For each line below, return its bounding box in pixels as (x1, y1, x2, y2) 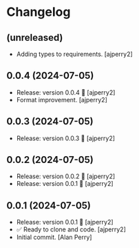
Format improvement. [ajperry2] (16, 95, 108, 104)
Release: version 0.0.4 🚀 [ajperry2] (16, 88, 116, 97)
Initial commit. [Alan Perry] (16, 233, 92, 242)
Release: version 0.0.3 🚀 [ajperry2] (16, 134, 115, 142)
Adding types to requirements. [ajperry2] (16, 50, 133, 58)
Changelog (6, 4, 71, 20)
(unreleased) (6, 32, 63, 44)
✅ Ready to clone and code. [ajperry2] (16, 225, 127, 233)
